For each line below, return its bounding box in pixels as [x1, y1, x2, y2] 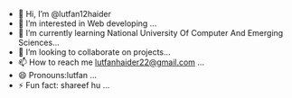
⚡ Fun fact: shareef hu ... [17, 80, 110, 90]
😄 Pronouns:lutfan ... [17, 70, 98, 80]
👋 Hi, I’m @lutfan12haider [17, 9, 111, 19]
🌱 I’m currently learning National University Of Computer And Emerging [17, 28, 284, 38]
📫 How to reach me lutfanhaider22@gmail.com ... [17, 57, 205, 67]
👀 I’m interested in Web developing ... [17, 18, 157, 29]
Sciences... [17, 37, 61, 48]
